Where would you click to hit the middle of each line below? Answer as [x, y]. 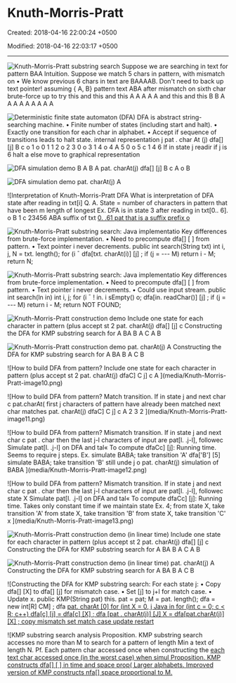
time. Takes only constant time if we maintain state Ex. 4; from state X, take [116, 506]
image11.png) [26, 419]
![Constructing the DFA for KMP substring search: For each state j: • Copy [114, 584]
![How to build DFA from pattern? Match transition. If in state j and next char [117, 396]
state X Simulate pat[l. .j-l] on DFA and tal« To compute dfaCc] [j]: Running [115, 498]
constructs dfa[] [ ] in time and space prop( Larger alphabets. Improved [111, 665]
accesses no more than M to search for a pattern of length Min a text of [111, 642]
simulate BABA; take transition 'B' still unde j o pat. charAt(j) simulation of [113, 462]
